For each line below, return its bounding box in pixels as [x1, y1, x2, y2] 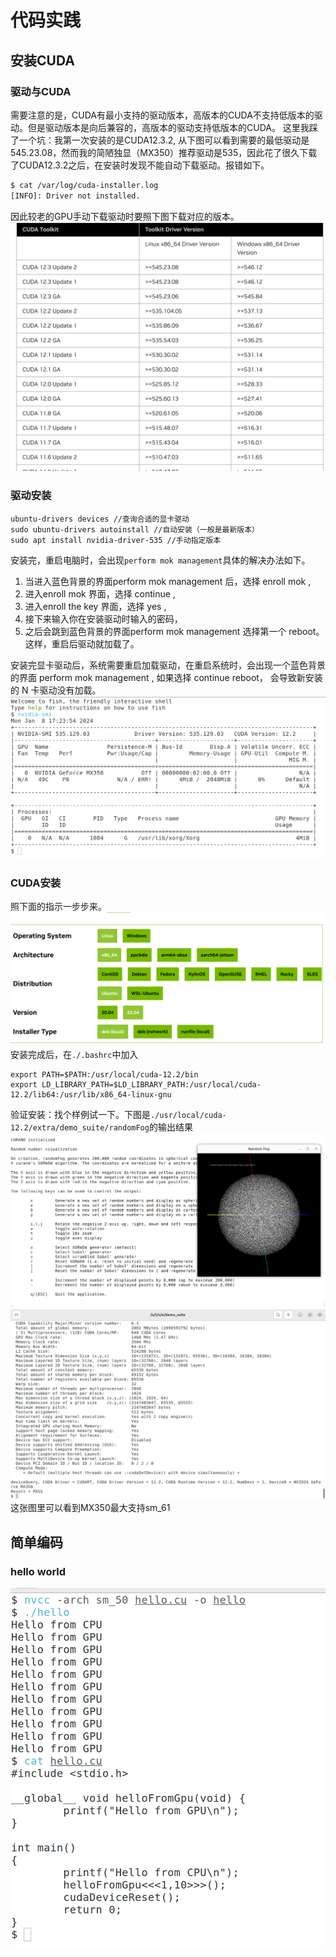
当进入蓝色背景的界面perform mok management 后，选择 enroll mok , [24, 575, 312, 587]
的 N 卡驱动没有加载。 [10, 684, 102, 696]
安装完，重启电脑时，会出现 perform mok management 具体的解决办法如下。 [10, 554, 311, 566]
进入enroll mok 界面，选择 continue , [24, 587, 176, 600]
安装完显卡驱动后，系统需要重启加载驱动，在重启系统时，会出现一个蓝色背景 [10, 659, 326, 671]
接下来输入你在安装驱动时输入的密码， [24, 612, 183, 625]
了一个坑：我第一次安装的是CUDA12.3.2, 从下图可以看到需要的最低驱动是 [10, 134, 310, 146]
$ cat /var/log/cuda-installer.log [10, 180, 159, 190]
